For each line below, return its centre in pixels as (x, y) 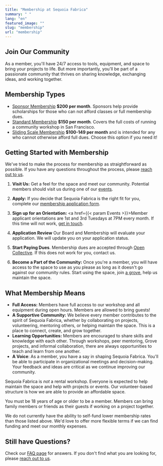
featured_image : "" (25, 23)
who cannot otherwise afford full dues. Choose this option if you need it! (84, 137)
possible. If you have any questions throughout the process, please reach (79, 169)
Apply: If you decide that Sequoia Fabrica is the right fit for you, (76, 199)
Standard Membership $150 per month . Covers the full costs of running (84, 122)
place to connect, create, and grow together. (57, 331)
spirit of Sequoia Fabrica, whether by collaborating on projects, (75, 320)
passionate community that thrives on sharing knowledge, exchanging (75, 74)
